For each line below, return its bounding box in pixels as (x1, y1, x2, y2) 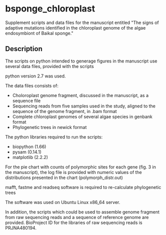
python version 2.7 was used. (5, 73, 66, 79)
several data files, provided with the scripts (5, 63, 94, 69)
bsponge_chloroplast (5, 3, 95, 14)
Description (5, 44, 42, 53)
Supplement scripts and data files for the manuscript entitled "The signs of (5, 19, 159, 25)
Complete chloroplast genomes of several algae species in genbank (12, 113, 152, 119)
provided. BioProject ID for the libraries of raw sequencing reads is (5, 219, 142, 225)
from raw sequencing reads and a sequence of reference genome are (5, 214, 149, 220)
